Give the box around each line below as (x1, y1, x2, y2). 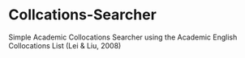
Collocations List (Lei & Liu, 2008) (8, 40, 122, 50)
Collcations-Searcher (8, 6, 157, 24)
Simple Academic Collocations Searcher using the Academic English (8, 32, 238, 42)
